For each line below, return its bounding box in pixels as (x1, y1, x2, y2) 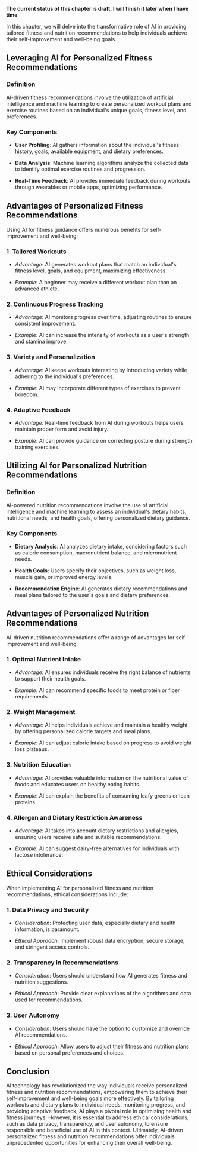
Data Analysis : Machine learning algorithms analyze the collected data (14, 159, 189, 166)
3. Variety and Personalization (6, 353, 95, 361)
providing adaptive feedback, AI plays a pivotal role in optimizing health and (6, 1108, 192, 1115)
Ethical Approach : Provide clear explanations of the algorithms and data (14, 990, 191, 997)
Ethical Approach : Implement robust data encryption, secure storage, (14, 937, 186, 945)
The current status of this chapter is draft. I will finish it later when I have (6, 5, 189, 12)
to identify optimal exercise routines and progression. (14, 166, 146, 173)
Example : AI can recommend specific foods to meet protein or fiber (14, 687, 180, 694)
